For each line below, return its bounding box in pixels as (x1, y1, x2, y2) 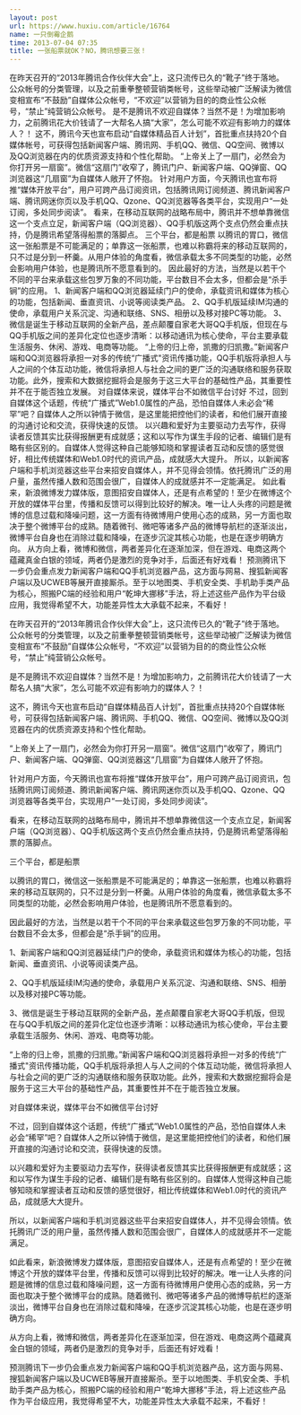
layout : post (9, 13, 58, 22)
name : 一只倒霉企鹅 (9, 30, 74, 39)
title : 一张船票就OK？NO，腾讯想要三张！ (9, 47, 148, 56)
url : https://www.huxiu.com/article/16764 (9, 22, 170, 31)
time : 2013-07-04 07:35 (9, 38, 99, 48)
